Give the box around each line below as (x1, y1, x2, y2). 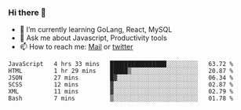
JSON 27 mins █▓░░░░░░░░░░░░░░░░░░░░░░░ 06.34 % (8, 74, 234, 82)
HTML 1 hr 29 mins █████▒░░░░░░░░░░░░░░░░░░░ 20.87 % (8, 67, 234, 75)
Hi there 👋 (8, 7, 47, 18)
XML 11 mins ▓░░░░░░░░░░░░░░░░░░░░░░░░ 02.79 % (8, 88, 234, 96)
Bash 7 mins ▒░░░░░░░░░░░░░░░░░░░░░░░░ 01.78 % (8, 94, 234, 103)
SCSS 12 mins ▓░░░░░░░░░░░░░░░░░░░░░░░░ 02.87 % (8, 81, 234, 89)
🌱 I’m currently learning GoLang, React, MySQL (19, 25, 173, 35)
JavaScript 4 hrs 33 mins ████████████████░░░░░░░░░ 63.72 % (8, 60, 234, 68)
